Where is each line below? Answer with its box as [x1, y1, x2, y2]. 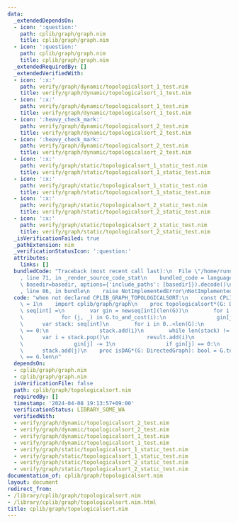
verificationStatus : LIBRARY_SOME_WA [13, 406, 125, 414]
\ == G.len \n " [20, 353, 62, 360]
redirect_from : [7, 485, 52, 492]
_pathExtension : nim [13, 241, 74, 248]
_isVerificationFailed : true [13, 235, 100, 242]
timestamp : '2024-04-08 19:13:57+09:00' [13, 400, 135, 407]
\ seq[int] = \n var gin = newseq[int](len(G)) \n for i [20, 307, 230, 314]
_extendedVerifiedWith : [13, 70, 84, 77]
